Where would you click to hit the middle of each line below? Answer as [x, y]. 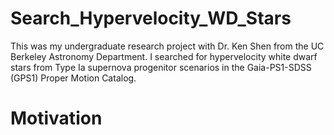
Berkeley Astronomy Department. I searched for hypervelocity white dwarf [164, 56]
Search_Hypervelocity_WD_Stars [151, 18]
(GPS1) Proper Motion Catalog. [73, 78]
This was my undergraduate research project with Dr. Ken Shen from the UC [167, 46]
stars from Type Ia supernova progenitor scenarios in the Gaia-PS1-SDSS [161, 67]
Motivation [56, 118]
